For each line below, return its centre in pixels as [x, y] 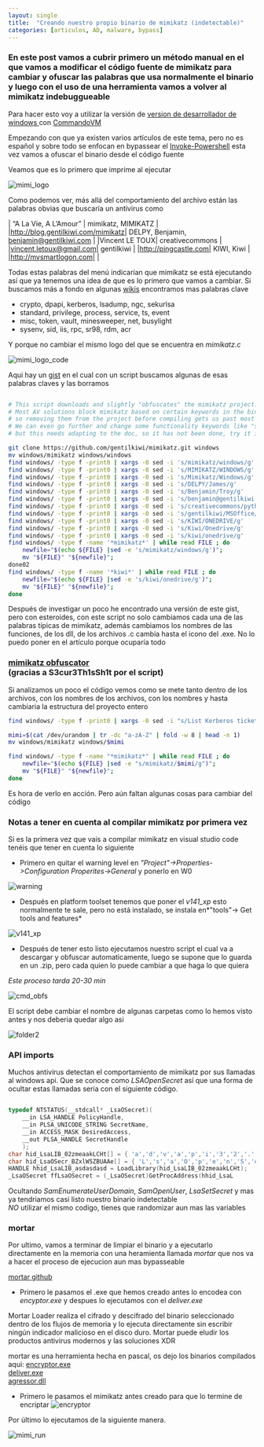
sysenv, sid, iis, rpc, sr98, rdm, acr [75, 329]
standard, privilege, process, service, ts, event [95, 312]
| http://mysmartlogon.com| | [54, 257]
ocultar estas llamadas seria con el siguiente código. [93, 1089]
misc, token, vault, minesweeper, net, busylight [95, 321]
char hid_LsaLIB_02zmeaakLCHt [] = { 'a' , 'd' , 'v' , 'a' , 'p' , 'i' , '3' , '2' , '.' [132, 1154]
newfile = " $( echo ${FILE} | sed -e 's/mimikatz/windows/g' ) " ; [123, 550]
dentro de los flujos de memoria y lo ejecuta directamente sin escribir [121, 1324]
